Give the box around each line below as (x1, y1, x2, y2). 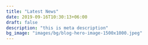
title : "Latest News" (6, 8, 59, 15)
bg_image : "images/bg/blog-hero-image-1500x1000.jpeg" (6, 30, 143, 36)
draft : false (6, 19, 38, 25)
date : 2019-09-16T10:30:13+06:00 (6, 14, 88, 20)
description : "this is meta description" (6, 25, 109, 31)
